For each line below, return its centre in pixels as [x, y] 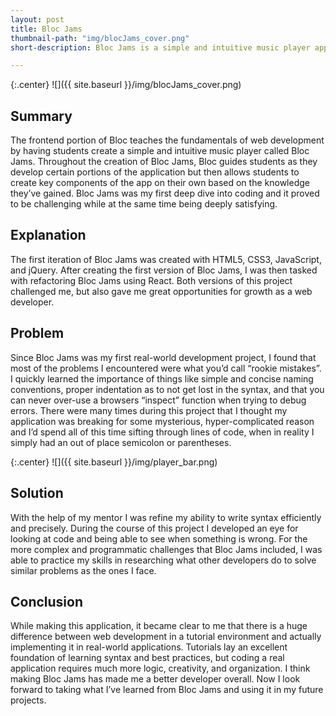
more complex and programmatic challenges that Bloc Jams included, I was [166, 549]
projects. [28, 700]
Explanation [48, 235]
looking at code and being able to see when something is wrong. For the [159, 538]
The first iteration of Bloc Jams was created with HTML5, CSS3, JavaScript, [166, 259]
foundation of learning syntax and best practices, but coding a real [147, 658]
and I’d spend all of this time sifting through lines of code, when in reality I [162, 432]
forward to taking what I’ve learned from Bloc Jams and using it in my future [167, 690]
